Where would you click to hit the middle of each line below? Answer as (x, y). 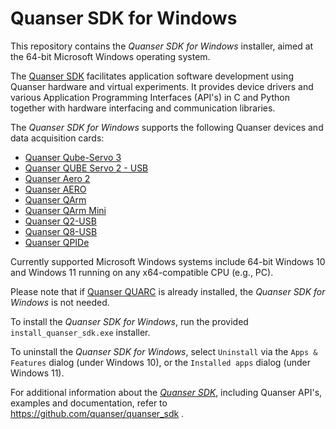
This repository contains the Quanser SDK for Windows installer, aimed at (162, 46)
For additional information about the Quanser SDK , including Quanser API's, (166, 392)
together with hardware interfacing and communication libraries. (143, 108)
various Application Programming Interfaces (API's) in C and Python (150, 97)
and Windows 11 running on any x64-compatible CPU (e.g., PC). (142, 272)
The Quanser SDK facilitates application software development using (152, 76)
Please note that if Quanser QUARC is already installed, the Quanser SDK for (168, 291)
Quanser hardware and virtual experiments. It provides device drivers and (162, 86)
